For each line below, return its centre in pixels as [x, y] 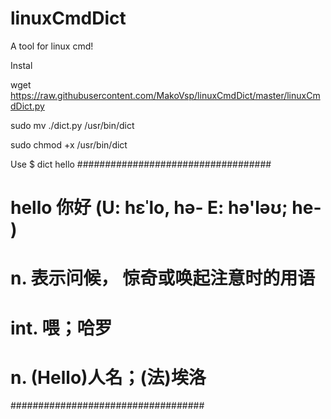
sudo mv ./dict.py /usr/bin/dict [72, 125]
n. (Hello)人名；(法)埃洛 [108, 377]
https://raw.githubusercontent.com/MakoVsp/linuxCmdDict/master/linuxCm [165, 95]
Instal [21, 65]
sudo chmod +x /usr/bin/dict [69, 144]
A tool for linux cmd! [52, 46]
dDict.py [27, 106]
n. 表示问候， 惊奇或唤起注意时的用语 [163, 278]
